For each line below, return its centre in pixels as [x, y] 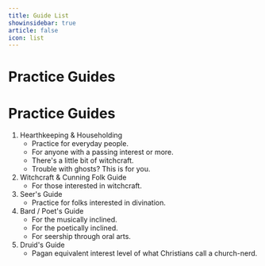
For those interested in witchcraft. [87, 186]
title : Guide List [38, 15]
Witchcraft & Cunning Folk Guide [73, 177]
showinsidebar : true [42, 23]
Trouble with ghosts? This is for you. [91, 169]
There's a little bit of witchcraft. [83, 160]
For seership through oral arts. [81, 237]
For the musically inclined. [74, 220]
